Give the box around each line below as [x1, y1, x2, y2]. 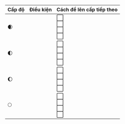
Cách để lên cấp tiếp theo [56, 6, 118, 13]
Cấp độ [7, 6, 25, 13]
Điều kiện [29, 6, 52, 13]
